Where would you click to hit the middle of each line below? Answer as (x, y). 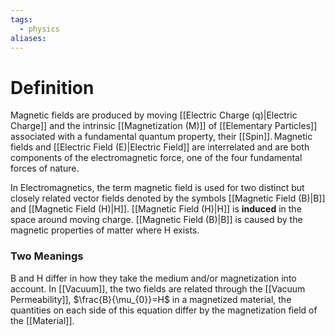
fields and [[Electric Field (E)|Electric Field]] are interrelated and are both (160, 147)
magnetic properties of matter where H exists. (105, 230)
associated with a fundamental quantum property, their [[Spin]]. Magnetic (161, 137)
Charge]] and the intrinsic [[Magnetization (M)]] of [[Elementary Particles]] (164, 126)
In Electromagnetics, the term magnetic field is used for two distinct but (157, 188)
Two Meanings (47, 256)
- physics (39, 29)
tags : (21, 19)
